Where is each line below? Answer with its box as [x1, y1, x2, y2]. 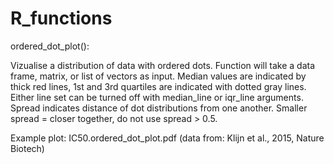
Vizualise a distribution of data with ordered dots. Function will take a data [10, 59, 316, 71]
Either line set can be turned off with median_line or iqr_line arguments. [10, 91, 304, 103]
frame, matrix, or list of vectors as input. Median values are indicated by [10, 70, 307, 82]
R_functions [10, 7, 113, 30]
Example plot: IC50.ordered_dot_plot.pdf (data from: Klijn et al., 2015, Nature [10, 132, 325, 144]
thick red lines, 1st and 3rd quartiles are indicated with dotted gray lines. [10, 80, 307, 92]
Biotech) [10, 142, 45, 154]
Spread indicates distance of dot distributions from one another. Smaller [10, 102, 308, 114]
